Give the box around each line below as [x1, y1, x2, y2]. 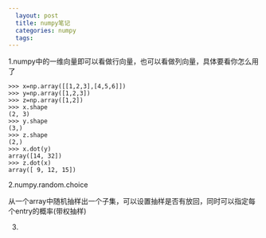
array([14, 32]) [8, 152, 62, 160]
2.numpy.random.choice [8, 180, 88, 189]
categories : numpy [15, 26, 77, 34]
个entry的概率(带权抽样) [8, 206, 87, 216]
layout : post [15, 11, 59, 20]
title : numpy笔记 [15, 19, 71, 27]
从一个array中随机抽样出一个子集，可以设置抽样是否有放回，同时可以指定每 [8, 197, 256, 206]
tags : [15, 33, 34, 42]
